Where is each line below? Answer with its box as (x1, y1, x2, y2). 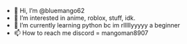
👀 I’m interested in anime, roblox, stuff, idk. (13, 14, 136, 22)
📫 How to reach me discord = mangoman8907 (13, 29, 149, 37)
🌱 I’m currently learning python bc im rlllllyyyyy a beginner (13, 21, 181, 29)
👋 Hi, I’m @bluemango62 (13, 7, 85, 14)
